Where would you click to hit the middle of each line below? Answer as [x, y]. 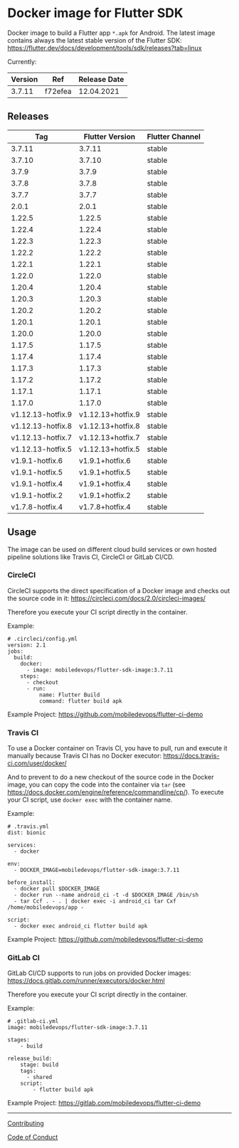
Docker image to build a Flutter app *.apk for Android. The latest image [111, 33]
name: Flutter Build [69, 695]
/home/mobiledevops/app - [46, 908]
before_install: [31, 883]
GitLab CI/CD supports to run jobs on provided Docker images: [99, 973]
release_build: [30, 1059]
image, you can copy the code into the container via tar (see [97, 785]
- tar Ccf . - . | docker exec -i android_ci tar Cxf [95, 901]
